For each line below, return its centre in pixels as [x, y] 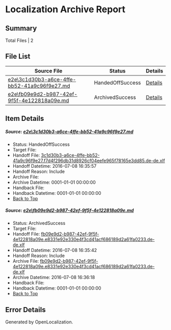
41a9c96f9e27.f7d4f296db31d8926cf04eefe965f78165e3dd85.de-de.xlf [89, 161]
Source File [48, 71]
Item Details [25, 119]
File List [18, 56]
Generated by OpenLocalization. [39, 322]
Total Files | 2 [19, 40]
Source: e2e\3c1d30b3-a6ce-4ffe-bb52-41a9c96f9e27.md [69, 132]
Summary [21, 28]
